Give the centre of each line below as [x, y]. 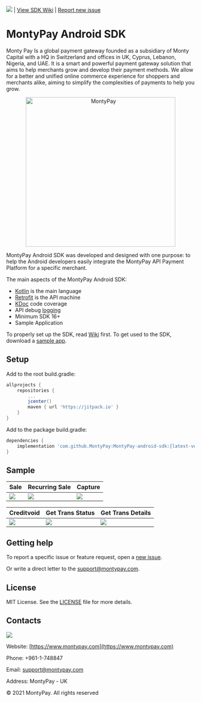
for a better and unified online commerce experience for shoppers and [93, 76]
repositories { [36, 390]
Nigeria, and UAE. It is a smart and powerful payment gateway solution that [99, 63]
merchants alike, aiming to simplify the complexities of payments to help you [100, 82]
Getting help [30, 543]
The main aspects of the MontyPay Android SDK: [67, 279]
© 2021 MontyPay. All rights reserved [52, 692]
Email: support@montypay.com [45, 669]
